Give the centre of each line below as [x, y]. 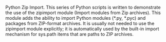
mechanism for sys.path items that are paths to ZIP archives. [69, 34]
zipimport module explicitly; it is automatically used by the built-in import [82, 29]
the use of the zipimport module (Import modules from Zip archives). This [83, 13]
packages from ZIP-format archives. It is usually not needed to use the [80, 23]
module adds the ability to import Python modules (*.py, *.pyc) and [76, 18]
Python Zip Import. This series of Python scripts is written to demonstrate [83, 7]
